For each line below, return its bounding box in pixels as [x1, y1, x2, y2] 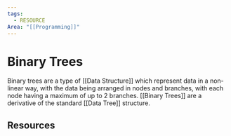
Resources [7, 119, 55, 131]
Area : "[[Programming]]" [7, 23, 80, 30]
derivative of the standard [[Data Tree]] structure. [7, 99, 151, 107]
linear [7, 84, 24, 93]
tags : [7, 10, 23, 18]
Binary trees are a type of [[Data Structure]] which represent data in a [7, 76, 209, 85]
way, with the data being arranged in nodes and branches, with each [25, 84, 223, 93]
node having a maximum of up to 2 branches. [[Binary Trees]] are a [7, 92, 202, 100]
